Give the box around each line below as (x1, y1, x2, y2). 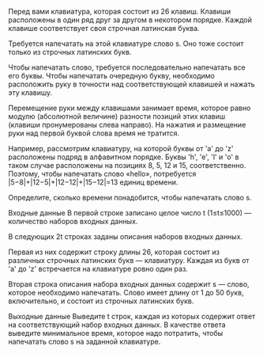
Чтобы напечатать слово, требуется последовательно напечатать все (8, 63, 246, 72)
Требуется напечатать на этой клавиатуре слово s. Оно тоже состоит (8, 39, 244, 48)
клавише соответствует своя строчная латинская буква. (8, 24, 200, 32)
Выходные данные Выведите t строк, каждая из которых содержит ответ (8, 312, 256, 321)
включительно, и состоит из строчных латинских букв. (8, 296, 194, 306)
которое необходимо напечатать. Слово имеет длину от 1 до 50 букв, (8, 288, 244, 297)
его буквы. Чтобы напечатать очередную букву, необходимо (8, 71, 215, 80)
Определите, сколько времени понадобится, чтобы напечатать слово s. (8, 193, 252, 202)
